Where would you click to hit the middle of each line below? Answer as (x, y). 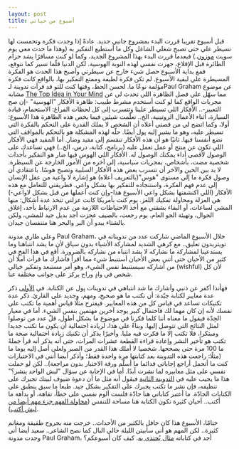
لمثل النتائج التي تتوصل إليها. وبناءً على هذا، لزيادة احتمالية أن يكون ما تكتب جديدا (113, 325)
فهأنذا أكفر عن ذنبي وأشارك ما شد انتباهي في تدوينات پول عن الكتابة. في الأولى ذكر (118, 287)
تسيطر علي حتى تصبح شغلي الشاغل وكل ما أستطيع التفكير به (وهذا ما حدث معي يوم (120, 48)
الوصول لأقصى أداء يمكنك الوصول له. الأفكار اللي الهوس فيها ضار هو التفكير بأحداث (117, 154)
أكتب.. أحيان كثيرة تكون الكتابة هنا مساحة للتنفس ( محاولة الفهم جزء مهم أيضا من (114, 401)
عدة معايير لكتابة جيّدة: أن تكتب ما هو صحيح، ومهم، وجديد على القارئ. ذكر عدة (111, 295)
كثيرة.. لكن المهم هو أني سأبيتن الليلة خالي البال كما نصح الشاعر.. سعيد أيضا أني (113, 430)
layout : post (27, 14)
